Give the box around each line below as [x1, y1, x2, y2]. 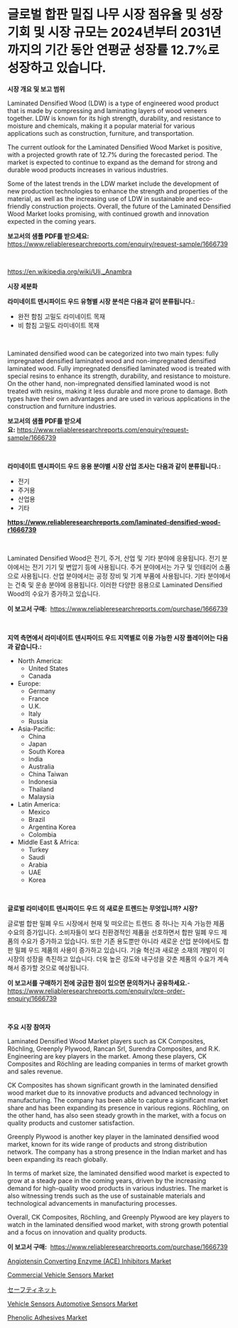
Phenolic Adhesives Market [7, 1313, 87, 1322]
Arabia [28, 860, 48, 869]
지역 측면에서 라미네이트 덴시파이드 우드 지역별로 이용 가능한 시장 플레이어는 [7, 633, 215, 642]
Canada [28, 671, 52, 680]
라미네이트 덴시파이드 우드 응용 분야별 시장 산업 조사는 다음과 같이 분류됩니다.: [7, 461, 222, 470]
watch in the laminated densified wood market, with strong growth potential [7, 1220, 229, 1228]
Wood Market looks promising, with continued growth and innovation [7, 209, 210, 218]
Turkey [28, 845, 49, 854]
